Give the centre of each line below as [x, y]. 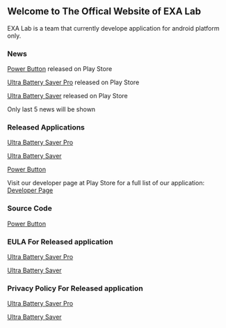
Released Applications [46, 127]
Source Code [30, 208]
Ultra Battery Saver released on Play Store [68, 96]
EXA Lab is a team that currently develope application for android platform [113, 28]
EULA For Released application [60, 242]
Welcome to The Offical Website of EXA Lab [104, 11]
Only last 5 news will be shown [51, 109]
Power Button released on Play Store [60, 69]
